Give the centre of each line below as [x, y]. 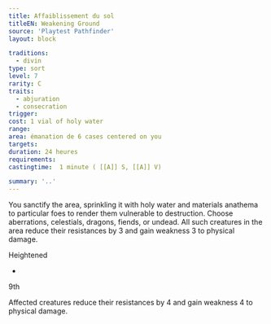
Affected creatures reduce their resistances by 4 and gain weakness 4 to [131, 303]
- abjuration [38, 99]
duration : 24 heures [44, 151]
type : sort [27, 69]
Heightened [28, 255]
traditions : [28, 54]
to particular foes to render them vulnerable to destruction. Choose [121, 213]
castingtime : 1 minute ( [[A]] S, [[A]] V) [85, 167]
